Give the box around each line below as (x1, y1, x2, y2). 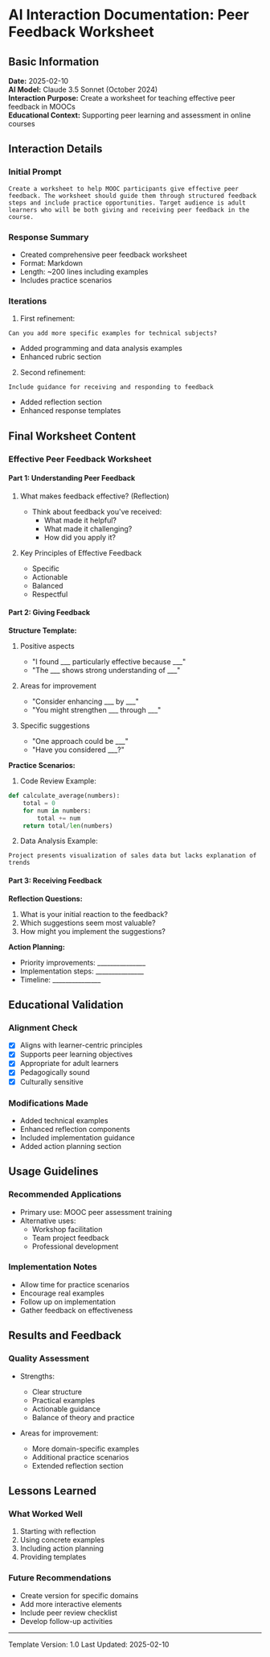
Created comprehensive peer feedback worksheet (19, 250, 187, 259)
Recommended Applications (8, 1189, 122, 1200)
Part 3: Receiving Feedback (8, 875, 103, 885)
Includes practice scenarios (19, 275, 112, 285)
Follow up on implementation (19, 1296, 117, 1306)
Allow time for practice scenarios (19, 1279, 130, 1289)
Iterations (8, 295, 47, 307)
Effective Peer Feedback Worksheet (8, 453, 152, 465)
